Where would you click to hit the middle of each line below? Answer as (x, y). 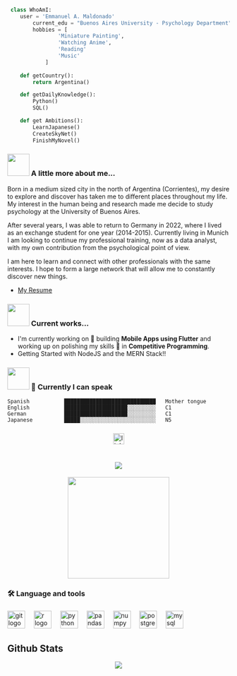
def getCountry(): (47, 76)
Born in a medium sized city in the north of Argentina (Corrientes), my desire (119, 189)
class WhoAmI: (31, 10)
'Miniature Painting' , (91, 36)
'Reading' (72, 49)
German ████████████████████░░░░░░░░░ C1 (90, 414)
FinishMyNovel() (56, 141)
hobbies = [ (50, 30)
